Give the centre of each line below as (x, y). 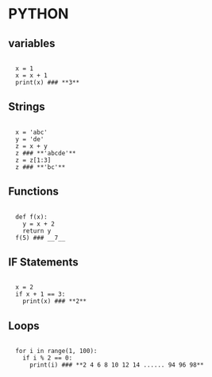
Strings (27, 107)
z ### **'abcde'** (46, 153)
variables (32, 43)
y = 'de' (30, 139)
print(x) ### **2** (55, 301)
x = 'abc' (31, 132)
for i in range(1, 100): (56, 351)
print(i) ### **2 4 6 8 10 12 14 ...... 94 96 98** (116, 365)
